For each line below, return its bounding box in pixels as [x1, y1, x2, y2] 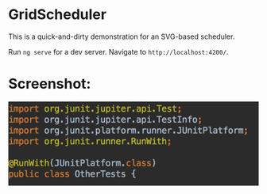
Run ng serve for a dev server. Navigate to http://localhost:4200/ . [8, 47, 229, 56]
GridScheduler [8, 6, 107, 24]
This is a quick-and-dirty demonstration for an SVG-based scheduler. [8, 32, 235, 41]
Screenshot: [8, 75, 91, 93]
